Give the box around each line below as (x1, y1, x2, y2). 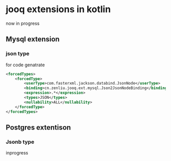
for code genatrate (6, 62, 45, 68)
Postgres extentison (6, 123, 71, 132)
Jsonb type (6, 138, 35, 145)
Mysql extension (6, 35, 60, 44)
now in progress (6, 20, 40, 26)
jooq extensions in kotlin (6, 4, 111, 15)
